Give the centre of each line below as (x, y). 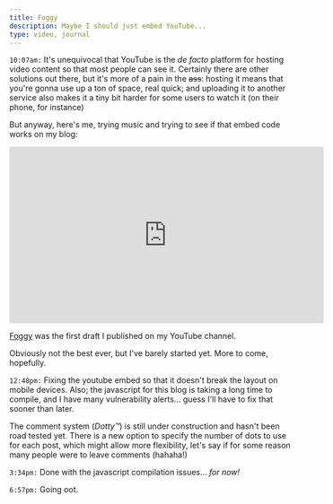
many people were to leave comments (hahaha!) (99, 455)
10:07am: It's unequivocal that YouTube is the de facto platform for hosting (147, 60)
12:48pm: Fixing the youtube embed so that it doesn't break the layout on (144, 380)
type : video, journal (50, 34)
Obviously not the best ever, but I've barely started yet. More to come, (139, 353)
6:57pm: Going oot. (44, 490)
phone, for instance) (47, 108)
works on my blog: (44, 135)
